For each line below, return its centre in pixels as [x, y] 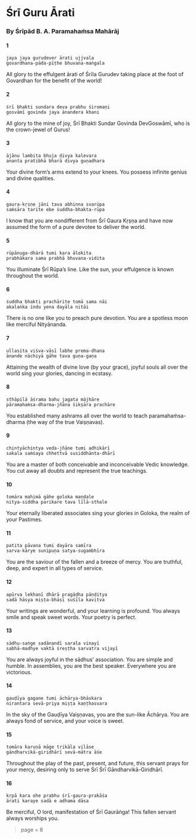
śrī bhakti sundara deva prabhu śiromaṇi [58, 107]
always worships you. [33, 818]
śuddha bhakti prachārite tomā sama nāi [57, 302]
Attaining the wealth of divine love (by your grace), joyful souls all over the [97, 367]
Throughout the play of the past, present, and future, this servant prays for [97, 763]
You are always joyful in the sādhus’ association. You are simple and [90, 659]
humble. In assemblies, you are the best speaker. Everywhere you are [91, 665]
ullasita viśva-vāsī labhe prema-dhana [56, 351]
